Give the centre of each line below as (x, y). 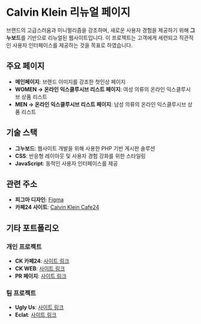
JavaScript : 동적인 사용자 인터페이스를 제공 (66, 163)
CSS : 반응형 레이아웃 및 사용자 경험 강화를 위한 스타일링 (80, 156)
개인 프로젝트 (24, 246)
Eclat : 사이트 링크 (36, 315)
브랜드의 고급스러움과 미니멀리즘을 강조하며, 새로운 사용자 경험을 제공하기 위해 (97, 30)
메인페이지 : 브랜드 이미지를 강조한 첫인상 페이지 (70, 81)
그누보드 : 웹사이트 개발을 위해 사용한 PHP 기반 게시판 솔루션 (85, 148)
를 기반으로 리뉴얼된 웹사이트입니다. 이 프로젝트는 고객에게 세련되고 (99, 37)
